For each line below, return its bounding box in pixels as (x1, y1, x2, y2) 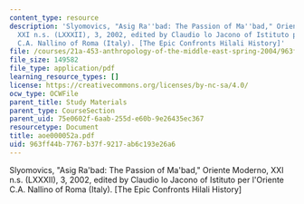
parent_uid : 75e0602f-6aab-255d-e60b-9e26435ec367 (9, 114, 204, 123)
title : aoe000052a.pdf (9, 131, 95, 141)
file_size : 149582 (9, 55, 79, 64)
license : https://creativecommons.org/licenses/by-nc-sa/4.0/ (9, 81, 249, 90)
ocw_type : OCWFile (9, 89, 79, 98)
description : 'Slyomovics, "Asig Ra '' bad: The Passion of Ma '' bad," (9, 22, 273, 31)
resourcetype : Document (9, 123, 100, 132)
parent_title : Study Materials (9, 97, 128, 107)
